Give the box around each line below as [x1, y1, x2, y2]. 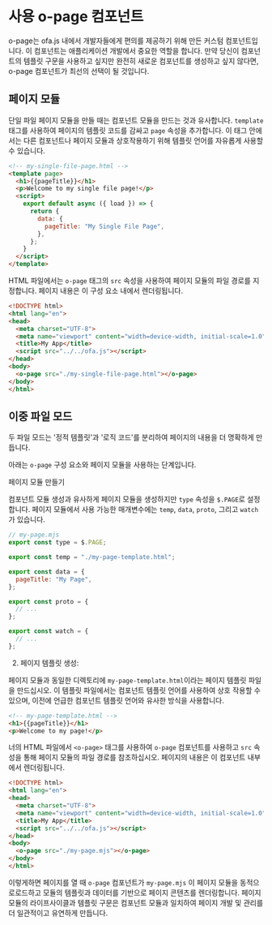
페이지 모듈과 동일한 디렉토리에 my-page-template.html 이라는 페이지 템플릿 [8, 675, 247, 685]
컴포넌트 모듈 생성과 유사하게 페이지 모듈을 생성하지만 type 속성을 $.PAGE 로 [8, 494, 245, 504]
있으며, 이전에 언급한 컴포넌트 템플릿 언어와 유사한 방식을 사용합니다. [8, 695, 224, 705]
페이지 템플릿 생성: [19, 658, 79, 668]
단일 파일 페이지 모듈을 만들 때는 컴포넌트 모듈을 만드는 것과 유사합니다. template [8, 115, 264, 125]
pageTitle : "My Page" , [15, 575, 92, 583]
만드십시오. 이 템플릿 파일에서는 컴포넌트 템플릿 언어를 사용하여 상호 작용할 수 [16, 685, 261, 695]
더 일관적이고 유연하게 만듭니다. [8, 908, 108, 918]
